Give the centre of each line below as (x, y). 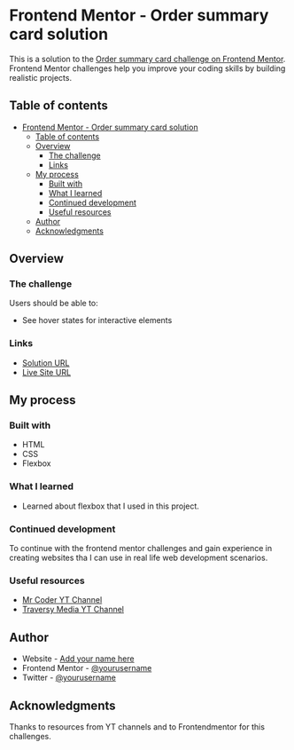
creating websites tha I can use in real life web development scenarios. (139, 558)
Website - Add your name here (78, 659)
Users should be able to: (54, 304)
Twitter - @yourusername (69, 678)
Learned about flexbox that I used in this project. (110, 506)
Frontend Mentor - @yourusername (87, 668)
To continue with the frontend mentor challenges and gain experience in (141, 549)
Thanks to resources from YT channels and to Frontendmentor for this (137, 726)
